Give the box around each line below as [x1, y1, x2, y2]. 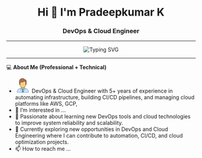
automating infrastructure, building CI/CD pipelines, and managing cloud [14, 94, 195, 101]
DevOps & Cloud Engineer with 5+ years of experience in [31, 87, 173, 95]
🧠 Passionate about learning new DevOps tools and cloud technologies [14, 113, 191, 120]
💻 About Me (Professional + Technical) [6, 64, 107, 71]
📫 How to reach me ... [14, 145, 71, 153]
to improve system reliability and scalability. [14, 120, 123, 127]
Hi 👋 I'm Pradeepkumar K [37, 5, 165, 19]
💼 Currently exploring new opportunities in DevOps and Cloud [14, 126, 168, 133]
